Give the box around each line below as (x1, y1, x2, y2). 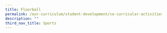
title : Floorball (5, 7, 41, 12)
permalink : (5, 12, 28, 16)
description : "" (5, 16, 39, 21)
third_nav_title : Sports (5, 20, 57, 26)
